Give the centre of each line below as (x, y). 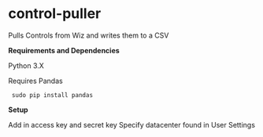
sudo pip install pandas (52, 95)
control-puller (55, 14)
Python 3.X (26, 65)
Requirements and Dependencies (64, 50)
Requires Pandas (35, 81)
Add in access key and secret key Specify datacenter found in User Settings (132, 124)
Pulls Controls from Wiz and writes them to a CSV (89, 35)
